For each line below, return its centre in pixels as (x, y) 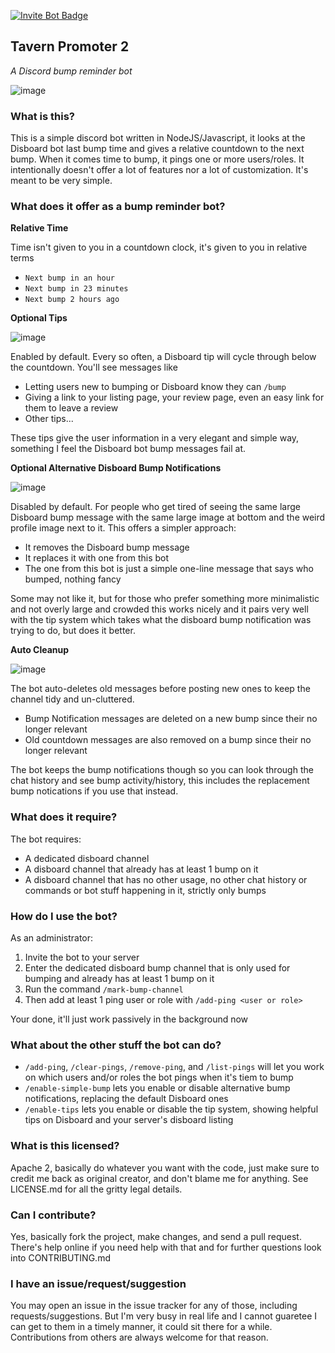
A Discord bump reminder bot (71, 71)
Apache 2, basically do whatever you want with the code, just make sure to (165, 1167)
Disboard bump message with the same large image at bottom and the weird (168, 517)
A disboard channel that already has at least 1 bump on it (141, 869)
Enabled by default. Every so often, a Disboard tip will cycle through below (163, 357)
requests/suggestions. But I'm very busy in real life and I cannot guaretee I (164, 1316)
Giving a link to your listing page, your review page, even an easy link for (174, 397)
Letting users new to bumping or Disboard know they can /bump (155, 387)
